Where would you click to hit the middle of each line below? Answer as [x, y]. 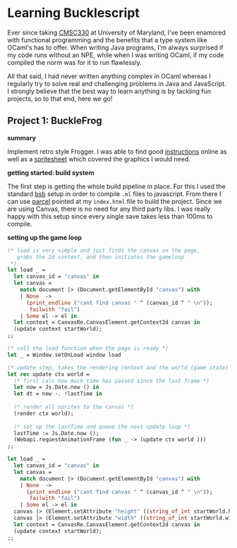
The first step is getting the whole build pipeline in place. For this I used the [116, 186]
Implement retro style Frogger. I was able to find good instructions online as [117, 151]
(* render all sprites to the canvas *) [74, 407]
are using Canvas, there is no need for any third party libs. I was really [109, 209]
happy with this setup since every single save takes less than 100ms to [110, 216]
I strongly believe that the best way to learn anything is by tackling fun [109, 91]
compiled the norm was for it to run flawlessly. [75, 62]
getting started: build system [51, 172]
